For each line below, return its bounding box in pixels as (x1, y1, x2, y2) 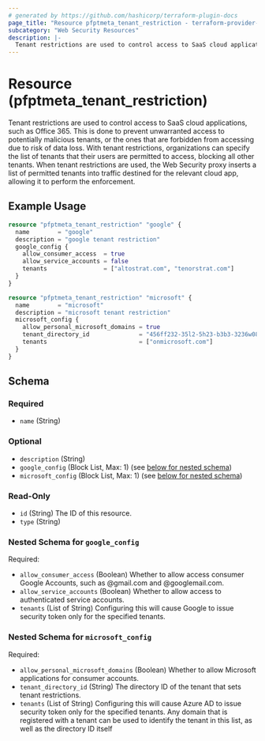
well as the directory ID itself (19, 724, 113, 733)
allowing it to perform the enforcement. (8, 177, 136, 187)
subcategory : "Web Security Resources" (8, 26, 140, 34)
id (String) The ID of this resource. (19, 508, 132, 518)
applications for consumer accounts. (19, 673, 140, 682)
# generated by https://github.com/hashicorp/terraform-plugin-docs (8, 11, 238, 20)
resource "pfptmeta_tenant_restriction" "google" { (8, 221, 181, 229)
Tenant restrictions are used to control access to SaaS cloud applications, (8, 118, 248, 127)
